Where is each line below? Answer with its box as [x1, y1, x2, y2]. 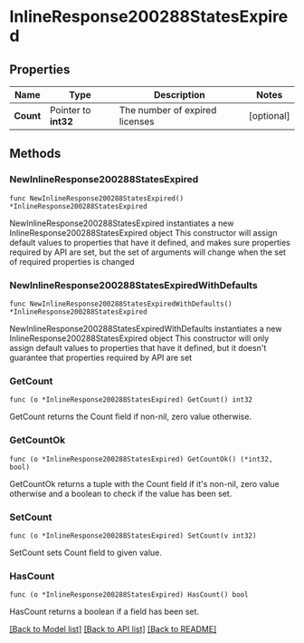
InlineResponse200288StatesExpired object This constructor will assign [9, 227, 278, 238]
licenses [119, 115, 156, 128]
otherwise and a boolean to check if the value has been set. [9, 488, 233, 499]
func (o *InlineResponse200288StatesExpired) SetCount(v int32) [9, 531, 257, 541]
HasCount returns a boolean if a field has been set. [9, 606, 200, 618]
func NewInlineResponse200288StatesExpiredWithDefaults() [9, 299, 233, 308]
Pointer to [49, 104, 91, 116]
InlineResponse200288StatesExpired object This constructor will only [9, 333, 270, 344]
